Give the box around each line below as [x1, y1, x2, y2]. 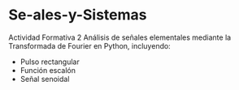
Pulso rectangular [20, 57, 80, 66]
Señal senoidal [20, 74, 70, 84]
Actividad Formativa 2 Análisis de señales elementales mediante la [8, 32, 232, 42]
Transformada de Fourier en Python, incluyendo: [8, 41, 171, 50]
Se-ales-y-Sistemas [8, 6, 148, 24]
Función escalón [20, 65, 76, 75]
